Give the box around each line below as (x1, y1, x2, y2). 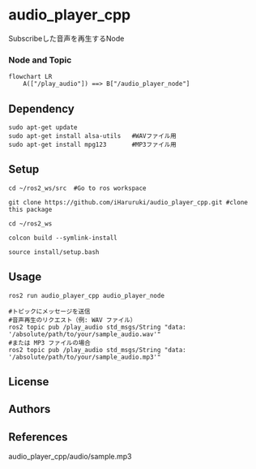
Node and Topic (8, 54, 72, 66)
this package (8, 205, 53, 213)
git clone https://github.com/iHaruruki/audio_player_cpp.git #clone (8, 198, 249, 206)
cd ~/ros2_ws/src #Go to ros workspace (8, 184, 147, 192)
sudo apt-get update (8, 123, 79, 131)
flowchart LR (8, 73, 53, 81)
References (8, 430, 68, 444)
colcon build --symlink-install (8, 234, 117, 242)
